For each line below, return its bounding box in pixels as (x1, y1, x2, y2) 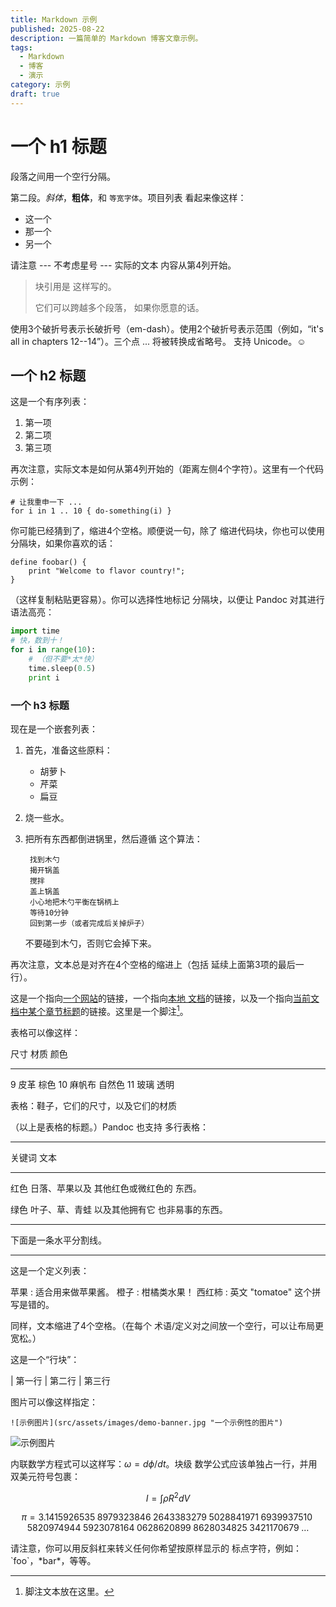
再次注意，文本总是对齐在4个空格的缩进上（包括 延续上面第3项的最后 (10, 958, 296, 970)
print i (28, 672, 60, 683)
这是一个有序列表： (10, 396, 90, 408)
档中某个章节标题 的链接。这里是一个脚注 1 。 (10, 1003, 189, 1017)
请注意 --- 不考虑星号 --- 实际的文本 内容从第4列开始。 (10, 259, 237, 271)
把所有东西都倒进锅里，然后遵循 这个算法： (24, 832, 203, 845)
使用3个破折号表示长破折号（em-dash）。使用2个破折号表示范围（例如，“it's (10, 322, 324, 335)
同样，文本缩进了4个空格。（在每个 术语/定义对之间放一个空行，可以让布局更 (10, 1319, 325, 1331)
